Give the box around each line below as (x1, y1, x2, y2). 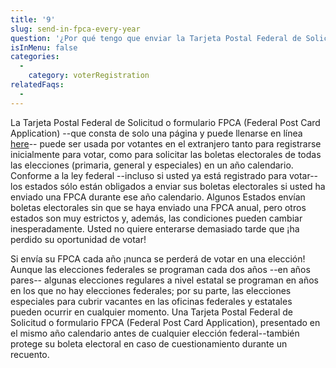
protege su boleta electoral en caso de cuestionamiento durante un (10, 337, 288, 350)
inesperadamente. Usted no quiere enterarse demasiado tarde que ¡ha (10, 222, 300, 235)
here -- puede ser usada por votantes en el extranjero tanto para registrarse (10, 137, 322, 150)
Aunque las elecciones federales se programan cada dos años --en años (10, 263, 311, 275)
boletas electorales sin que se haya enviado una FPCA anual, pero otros (10, 201, 307, 213)
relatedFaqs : (10, 80, 65, 90)
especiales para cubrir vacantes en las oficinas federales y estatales (10, 295, 293, 307)
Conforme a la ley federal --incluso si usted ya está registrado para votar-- (10, 169, 319, 181)
